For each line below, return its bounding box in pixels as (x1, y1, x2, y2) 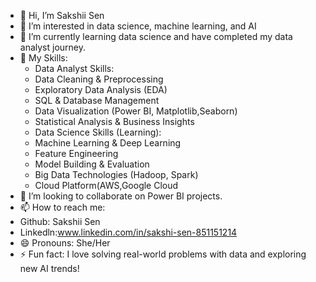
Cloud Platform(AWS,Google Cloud (34, 180, 179, 191)
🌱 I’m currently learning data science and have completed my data (19, 31, 293, 42)
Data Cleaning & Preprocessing (34, 73, 164, 85)
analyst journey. (19, 41, 87, 53)
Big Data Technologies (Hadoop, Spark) (34, 169, 199, 180)
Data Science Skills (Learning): (34, 126, 162, 138)
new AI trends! (19, 263, 80, 274)
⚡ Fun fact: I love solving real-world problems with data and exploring (19, 248, 307, 260)
